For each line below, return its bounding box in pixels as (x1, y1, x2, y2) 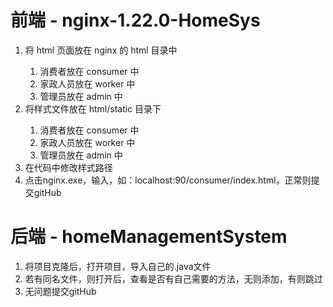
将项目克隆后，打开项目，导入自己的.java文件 (24, 260, 212, 272)
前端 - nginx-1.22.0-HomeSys (10, 9, 261, 32)
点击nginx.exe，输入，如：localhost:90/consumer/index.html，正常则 (24, 174, 312, 186)
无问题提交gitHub (24, 285, 97, 297)
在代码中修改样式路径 (24, 161, 113, 173)
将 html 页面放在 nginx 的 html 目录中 (24, 44, 178, 56)
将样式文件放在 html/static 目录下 (24, 102, 162, 115)
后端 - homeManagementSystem (10, 226, 288, 248)
